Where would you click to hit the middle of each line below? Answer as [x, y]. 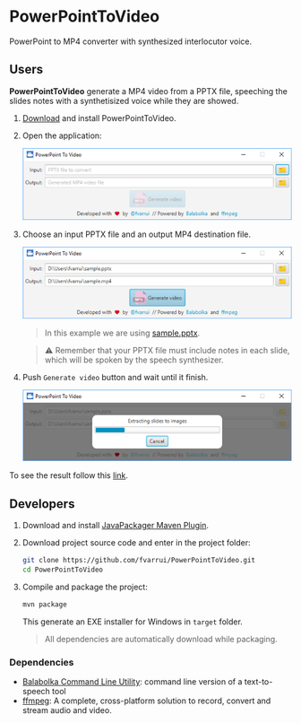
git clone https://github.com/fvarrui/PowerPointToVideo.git [139, 561]
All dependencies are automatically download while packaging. [161, 639]
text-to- [258, 682]
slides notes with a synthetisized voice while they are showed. [124, 100]
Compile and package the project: [85, 587]
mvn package [44, 604]
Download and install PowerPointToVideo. [99, 118]
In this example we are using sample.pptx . [122, 333]
